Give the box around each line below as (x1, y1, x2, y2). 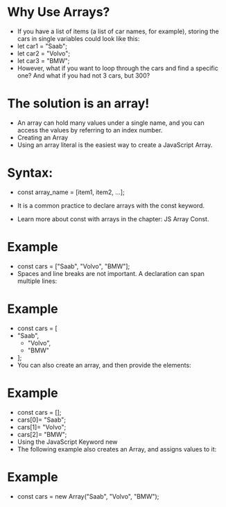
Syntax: (7, 165, 53, 181)
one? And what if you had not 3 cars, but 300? (17, 71, 150, 80)
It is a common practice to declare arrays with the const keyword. (17, 201, 205, 209)
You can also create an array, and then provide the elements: (17, 361, 192, 369)
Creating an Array (17, 133, 69, 141)
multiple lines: (17, 277, 58, 285)
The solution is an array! (7, 96, 150, 112)
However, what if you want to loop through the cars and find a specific (17, 64, 218, 72)
